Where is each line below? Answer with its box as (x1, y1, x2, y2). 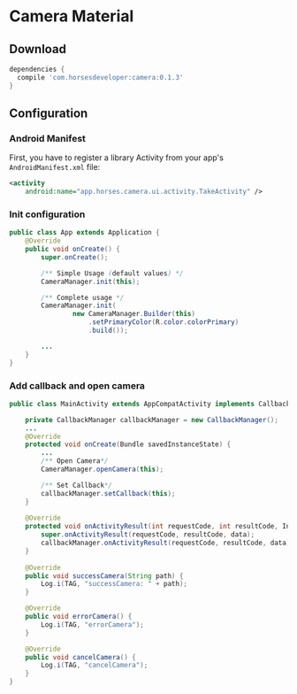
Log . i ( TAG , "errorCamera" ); (41, 620, 144, 629)
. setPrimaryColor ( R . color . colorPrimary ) (88, 318, 240, 327)
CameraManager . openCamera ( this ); (41, 465, 164, 474)
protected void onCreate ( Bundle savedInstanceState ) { (25, 440, 232, 449)
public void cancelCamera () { (25, 652, 137, 661)
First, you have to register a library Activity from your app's (9, 152, 224, 163)
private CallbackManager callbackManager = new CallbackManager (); (25, 415, 278, 424)
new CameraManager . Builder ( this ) (72, 310, 196, 319)
